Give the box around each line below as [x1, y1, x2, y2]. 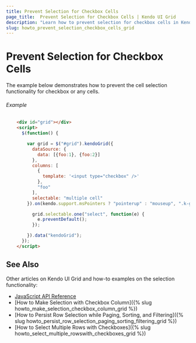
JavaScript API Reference [14, 293, 76, 300]
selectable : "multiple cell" [32, 195, 103, 201]
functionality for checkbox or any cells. [6, 88, 100, 95]
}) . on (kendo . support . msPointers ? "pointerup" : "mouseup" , [27, 200, 176, 206]
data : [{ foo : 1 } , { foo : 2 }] [37, 151, 100, 158]
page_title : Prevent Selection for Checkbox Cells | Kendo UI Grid [6, 14, 176, 20]
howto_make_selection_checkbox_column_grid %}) [14, 305, 138, 312]
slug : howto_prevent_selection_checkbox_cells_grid [6, 25, 134, 31]
